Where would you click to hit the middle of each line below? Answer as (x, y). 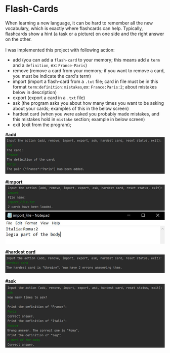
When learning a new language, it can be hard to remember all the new (79, 23)
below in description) (35, 92)
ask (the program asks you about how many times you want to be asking (88, 103)
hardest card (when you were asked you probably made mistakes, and (86, 114)
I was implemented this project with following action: (60, 50)
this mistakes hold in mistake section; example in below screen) (79, 119)
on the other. (18, 39)
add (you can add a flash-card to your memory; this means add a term (86, 60)
